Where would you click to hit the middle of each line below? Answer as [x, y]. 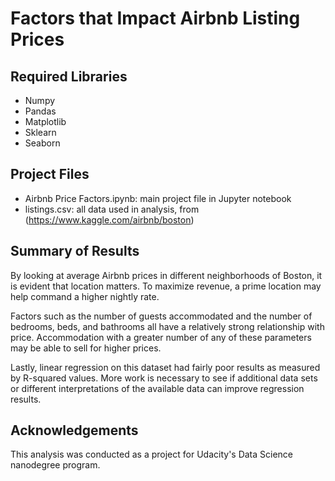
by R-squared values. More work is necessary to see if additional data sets [164, 378]
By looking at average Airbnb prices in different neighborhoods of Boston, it [166, 275]
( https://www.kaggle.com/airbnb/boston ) [109, 219]
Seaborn [42, 143]
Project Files [50, 174]
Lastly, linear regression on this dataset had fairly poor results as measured [165, 367]
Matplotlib [45, 121]
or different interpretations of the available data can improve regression [157, 388]
